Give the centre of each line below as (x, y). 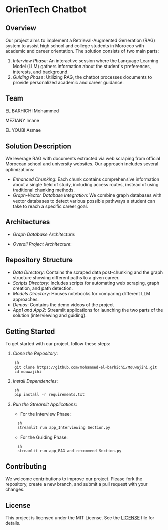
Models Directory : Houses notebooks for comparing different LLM (81, 294)
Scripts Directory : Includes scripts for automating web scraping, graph (86, 283)
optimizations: (20, 169)
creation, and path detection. (43, 288)
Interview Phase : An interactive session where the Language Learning (86, 61)
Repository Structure (39, 260)
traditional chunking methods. (44, 190)
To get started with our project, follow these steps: (58, 344)
